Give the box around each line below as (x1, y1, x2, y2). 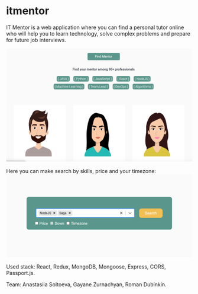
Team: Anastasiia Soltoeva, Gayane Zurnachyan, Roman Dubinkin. (6, 280, 167, 288)
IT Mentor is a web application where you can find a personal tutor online (6, 24, 184, 31)
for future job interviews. (6, 36, 66, 43)
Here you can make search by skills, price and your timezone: (6, 167, 157, 174)
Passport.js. (6, 269, 35, 276)
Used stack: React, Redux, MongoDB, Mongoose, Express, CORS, (6, 263, 167, 270)
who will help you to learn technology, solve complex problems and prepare (6, 30, 191, 37)
